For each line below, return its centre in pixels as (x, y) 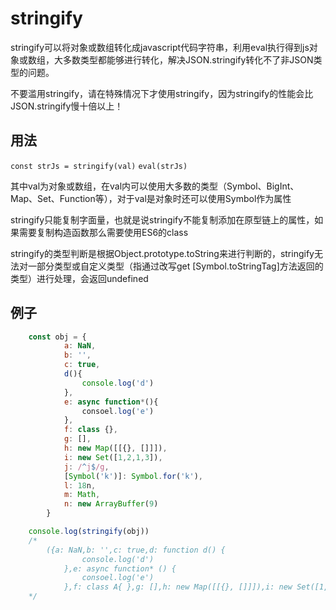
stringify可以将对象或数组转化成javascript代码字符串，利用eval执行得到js (160, 47)
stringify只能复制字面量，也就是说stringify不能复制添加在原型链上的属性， (162, 219)
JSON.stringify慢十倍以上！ (67, 106)
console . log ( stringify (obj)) (89, 532)
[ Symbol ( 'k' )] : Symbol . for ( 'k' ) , (133, 476)
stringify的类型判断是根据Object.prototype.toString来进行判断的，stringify (162, 253)
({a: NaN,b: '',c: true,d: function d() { (136, 550)
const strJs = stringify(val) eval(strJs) (99, 166)
